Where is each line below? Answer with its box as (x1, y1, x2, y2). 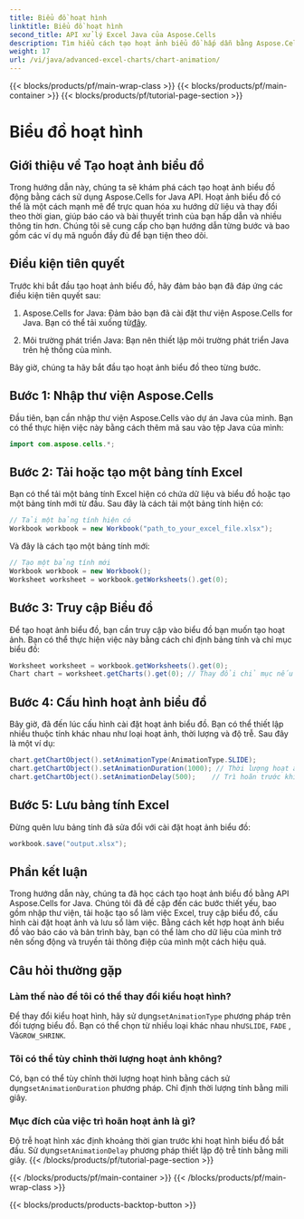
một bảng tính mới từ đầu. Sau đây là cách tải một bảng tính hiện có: (9, 498, 264, 509)
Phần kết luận (9, 863, 88, 880)
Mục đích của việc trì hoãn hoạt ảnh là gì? (9, 1115, 196, 1127)
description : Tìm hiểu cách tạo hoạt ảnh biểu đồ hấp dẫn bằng (9, 38, 253, 48)
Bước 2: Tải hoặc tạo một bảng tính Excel (9, 464, 243, 480)
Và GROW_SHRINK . (9, 1029, 66, 1040)
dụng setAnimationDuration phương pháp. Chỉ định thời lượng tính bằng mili (9, 1083, 289, 1094)
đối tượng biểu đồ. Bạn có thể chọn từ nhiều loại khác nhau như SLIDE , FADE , (9, 1019, 291, 1030)
